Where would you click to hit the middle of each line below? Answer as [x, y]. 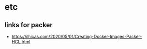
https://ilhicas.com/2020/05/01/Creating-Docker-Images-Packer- [77, 36]
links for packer [29, 25]
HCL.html [21, 42]
